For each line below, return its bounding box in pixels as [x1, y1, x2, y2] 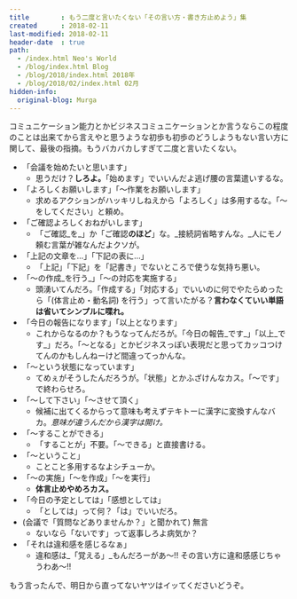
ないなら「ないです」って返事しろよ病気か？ [35, 528, 199, 539]
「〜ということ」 [21, 450, 85, 461]
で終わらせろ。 [35, 383, 90, 395]
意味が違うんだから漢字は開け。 [51, 417, 168, 428]
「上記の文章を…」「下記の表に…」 [21, 250, 149, 262]
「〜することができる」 [21, 428, 108, 439]
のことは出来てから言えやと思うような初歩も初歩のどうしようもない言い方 [9, 132, 281, 143]
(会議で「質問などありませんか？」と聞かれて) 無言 [21, 516, 209, 528]
